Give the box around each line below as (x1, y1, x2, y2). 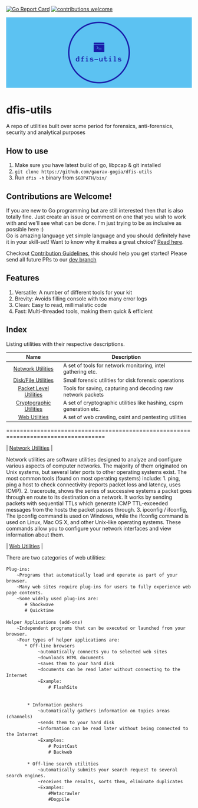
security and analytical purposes (6, 129, 85, 136)
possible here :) (6, 226, 44, 233)
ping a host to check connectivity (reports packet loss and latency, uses (6, 481, 181, 488)
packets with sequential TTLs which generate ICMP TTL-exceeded (6, 499, 169, 507)
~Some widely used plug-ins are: (16, 596, 99, 601)
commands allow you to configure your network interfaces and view (6, 525, 172, 532)
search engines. (6, 773, 46, 778)
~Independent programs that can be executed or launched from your (16, 625, 186, 631)
